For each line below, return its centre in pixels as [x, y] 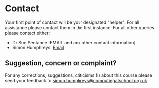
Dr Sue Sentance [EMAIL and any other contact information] [74, 42]
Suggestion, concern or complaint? [61, 63]
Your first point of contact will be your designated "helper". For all [72, 22]
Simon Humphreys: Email [38, 47]
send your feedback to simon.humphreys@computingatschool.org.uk [76, 80]
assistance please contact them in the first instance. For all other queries [79, 27]
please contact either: [28, 33]
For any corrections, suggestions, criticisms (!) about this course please [79, 75]
